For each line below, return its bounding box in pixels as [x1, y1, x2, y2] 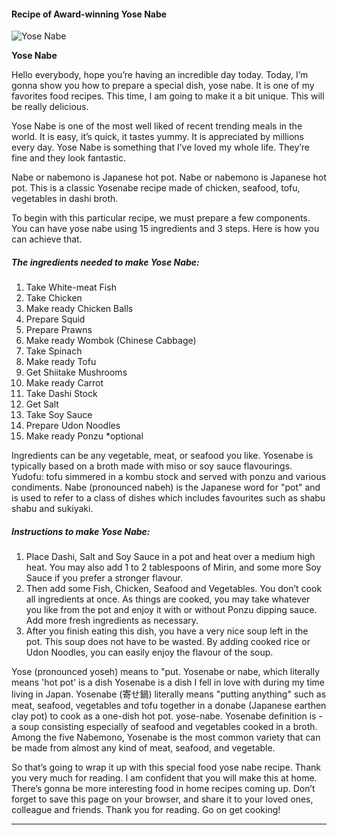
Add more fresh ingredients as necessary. [25, 615, 199, 627]
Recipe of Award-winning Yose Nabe [11, 8, 168, 20]
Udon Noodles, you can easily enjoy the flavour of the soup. [25, 646, 274, 659]
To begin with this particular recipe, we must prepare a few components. [11, 212, 311, 224]
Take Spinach [25, 345, 83, 357]
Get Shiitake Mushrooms [25, 366, 128, 379]
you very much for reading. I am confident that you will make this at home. [11, 772, 318, 784]
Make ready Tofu [25, 356, 97, 368]
